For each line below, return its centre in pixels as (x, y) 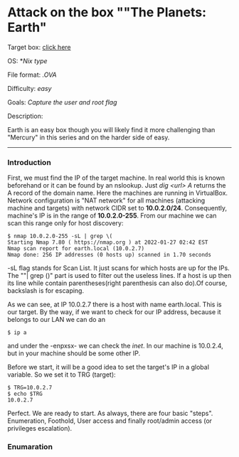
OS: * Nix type (27, 60)
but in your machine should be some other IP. (74, 353)
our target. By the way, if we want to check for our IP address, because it (115, 312)
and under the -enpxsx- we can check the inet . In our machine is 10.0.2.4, (116, 346)
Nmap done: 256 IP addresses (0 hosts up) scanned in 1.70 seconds (110, 255)
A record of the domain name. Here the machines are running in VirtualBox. (118, 193)
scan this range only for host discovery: (65, 223)
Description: (25, 116)
